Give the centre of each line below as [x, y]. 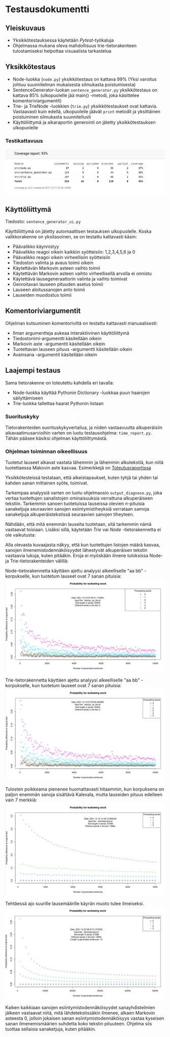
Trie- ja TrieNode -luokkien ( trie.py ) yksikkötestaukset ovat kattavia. [85, 106]
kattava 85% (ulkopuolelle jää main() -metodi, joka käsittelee [76, 95]
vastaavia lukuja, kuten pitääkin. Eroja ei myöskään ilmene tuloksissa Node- [84, 556]
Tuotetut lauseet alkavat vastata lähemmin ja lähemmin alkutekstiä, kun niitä [84, 462]
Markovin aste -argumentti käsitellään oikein [59, 344]
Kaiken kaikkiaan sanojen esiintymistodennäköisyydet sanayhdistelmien [80, 1007]
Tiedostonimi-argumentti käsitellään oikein [57, 338]
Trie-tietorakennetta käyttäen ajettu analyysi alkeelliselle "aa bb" [73, 680]
